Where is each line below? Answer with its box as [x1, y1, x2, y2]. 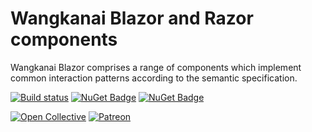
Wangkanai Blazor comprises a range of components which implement [10, 61, 302, 73]
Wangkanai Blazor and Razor [10, 7, 254, 30]
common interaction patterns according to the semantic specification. [10, 72, 298, 84]
